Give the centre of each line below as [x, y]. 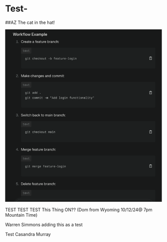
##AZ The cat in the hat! [30, 22]
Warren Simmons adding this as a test [44, 225]
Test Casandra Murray [28, 234]
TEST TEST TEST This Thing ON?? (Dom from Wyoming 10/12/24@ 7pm [79, 210]
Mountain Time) [21, 215]
